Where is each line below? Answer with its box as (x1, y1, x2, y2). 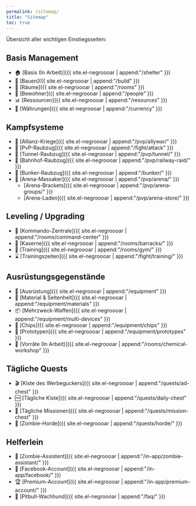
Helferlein (6, 437, 44, 447)
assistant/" (14, 459, 41, 466)
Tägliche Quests (6, 364, 68, 374)
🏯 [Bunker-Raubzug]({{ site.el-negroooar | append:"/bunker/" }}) (14, 169, 172, 176)
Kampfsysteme (6, 122, 64, 132)
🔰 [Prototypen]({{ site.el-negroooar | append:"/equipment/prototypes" (14, 328, 186, 335)
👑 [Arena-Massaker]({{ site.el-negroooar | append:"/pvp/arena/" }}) (14, 175, 180, 182)
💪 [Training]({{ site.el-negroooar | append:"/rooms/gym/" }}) (14, 246, 162, 253)
